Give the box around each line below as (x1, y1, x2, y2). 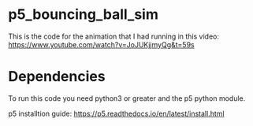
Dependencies (8, 68, 106, 86)
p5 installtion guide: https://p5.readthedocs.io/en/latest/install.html (8, 109, 225, 118)
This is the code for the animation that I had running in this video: (8, 31, 219, 41)
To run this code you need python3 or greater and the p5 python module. (8, 93, 246, 103)
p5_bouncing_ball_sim (8, 6, 159, 24)
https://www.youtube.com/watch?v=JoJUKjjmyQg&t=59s (8, 39, 195, 49)
